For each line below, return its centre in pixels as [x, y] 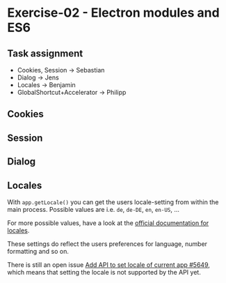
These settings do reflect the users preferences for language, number [107, 244]
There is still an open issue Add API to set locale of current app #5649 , [109, 265]
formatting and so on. [38, 251]
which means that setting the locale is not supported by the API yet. [104, 272]
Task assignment [45, 53]
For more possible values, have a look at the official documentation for [108, 223]
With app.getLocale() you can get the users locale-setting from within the [113, 202]
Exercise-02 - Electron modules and [114, 13]
